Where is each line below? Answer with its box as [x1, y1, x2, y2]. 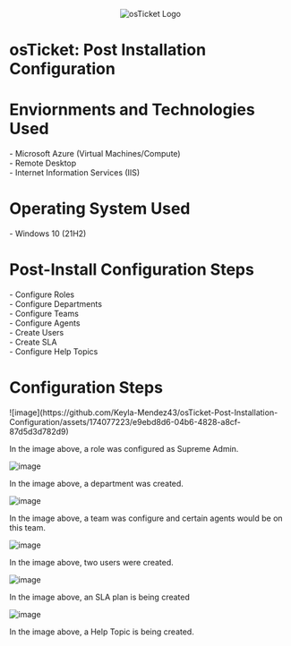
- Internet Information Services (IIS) [9, 167, 141, 178]
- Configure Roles [9, 289, 74, 300]
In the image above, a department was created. [9, 478, 184, 489]
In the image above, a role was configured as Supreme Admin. [9, 443, 239, 454]
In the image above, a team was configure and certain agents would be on [9, 513, 284, 523]
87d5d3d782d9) [9, 426, 69, 437]
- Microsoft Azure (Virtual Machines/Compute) [9, 149, 181, 159]
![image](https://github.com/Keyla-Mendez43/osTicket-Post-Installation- [9, 407, 278, 418]
